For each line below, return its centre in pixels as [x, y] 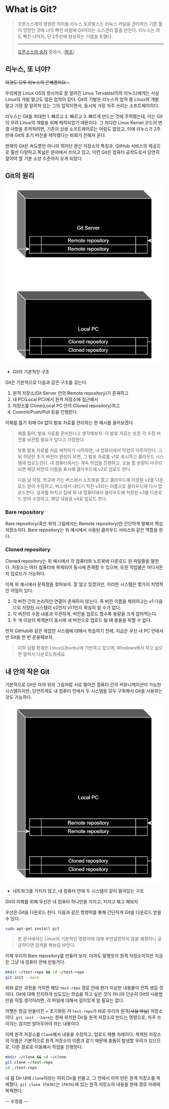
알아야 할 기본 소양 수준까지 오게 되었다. [44, 158]
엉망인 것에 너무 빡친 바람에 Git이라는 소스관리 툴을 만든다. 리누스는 [89, 30]
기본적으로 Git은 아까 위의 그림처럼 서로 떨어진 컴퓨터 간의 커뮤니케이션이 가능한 [83, 685]
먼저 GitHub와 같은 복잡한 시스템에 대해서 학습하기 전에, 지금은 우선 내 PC [77, 631]
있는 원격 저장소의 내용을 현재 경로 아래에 [120, 1084]
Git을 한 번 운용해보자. [32, 637]
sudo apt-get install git [32, 929]
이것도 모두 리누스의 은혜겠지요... [37, 82]
